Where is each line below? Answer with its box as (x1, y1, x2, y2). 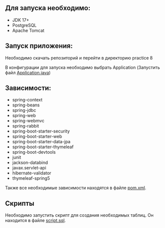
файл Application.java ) (5, 69, 51, 75)
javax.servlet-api (12, 165, 47, 171)
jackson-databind (12, 160, 48, 165)
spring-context (12, 97, 43, 103)
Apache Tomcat (12, 27, 45, 33)
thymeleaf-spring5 (12, 175, 50, 181)
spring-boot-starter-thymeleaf (12, 144, 74, 150)
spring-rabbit (12, 123, 39, 129)
